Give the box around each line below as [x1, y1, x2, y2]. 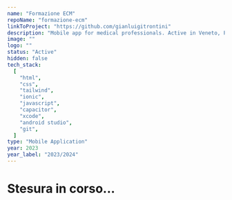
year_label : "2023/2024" [7, 151, 79, 159]
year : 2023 [7, 145, 39, 152]
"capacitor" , [19, 106, 57, 113]
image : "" [7, 36, 36, 43]
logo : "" [7, 42, 32, 49]
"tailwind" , [19, 87, 54, 94]
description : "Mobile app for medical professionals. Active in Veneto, [7, 29, 221, 37]
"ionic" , [19, 94, 45, 101]
